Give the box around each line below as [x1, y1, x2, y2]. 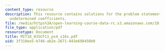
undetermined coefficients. [9, 16, 67, 21]
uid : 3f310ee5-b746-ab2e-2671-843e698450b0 [5, 39, 96, 44]
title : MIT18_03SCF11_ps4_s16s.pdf [5, 34, 78, 39]
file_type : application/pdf [5, 25, 63, 30]
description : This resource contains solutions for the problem [5, 12, 139, 17]
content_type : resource [5, 7, 54, 12]
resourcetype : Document [5, 30, 54, 34]
